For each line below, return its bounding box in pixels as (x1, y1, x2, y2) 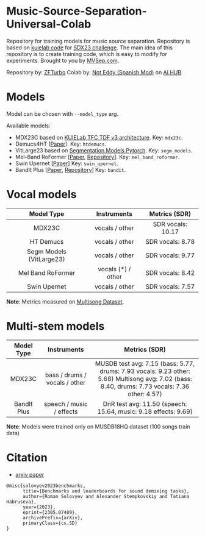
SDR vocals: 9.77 (145, 251, 195, 260)
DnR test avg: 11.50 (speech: (103, 399, 187, 408)
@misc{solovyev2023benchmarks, (6, 483, 86, 489)
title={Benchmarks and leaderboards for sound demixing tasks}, (22, 488, 190, 494)
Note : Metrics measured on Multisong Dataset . (6, 297, 124, 305)
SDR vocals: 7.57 (145, 282, 195, 291)
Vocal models (6, 188, 77, 202)
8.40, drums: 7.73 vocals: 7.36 (100, 382, 190, 391)
